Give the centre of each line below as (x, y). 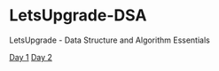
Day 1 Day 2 (31, 57)
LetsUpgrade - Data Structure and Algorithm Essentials (109, 40)
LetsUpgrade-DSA (78, 16)
